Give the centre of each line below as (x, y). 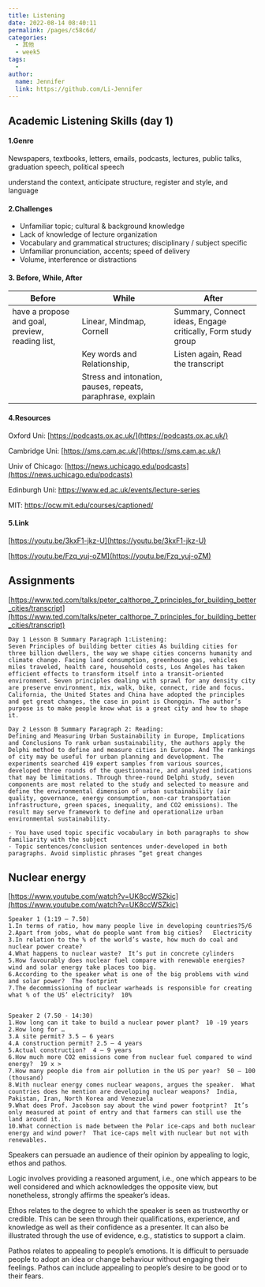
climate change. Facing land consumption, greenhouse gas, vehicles (123, 660)
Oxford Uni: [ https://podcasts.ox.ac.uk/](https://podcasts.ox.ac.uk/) (118, 436)
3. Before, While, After (45, 278)
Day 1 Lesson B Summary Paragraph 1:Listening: (88, 639)
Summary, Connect (210, 312)
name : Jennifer (40, 81)
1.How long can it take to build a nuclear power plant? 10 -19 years (128, 1023)
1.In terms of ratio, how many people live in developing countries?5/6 (130, 926)
